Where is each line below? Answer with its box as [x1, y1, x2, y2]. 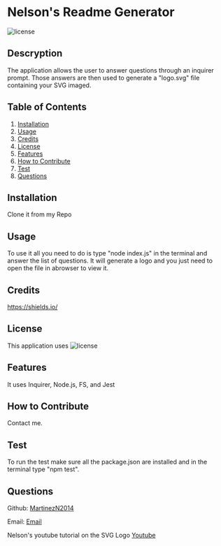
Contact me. [7, 419, 43, 427]
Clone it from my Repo [7, 210, 72, 219]
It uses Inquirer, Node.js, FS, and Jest [7, 380, 115, 388]
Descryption [7, 47, 63, 59]
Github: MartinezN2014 [7, 504, 75, 512]
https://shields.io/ [7, 303, 58, 311]
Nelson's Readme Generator [7, 4, 175, 20]
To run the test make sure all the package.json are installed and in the [7, 458, 208, 466]
